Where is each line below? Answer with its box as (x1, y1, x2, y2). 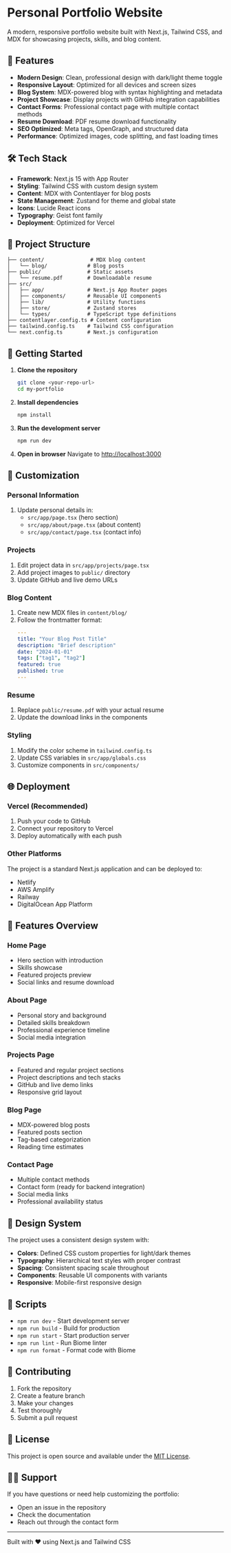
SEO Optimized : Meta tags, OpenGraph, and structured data (16, 124, 189, 132)
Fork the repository (16, 1384, 72, 1392)
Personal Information (7, 491, 79, 500)
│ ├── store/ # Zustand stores (7, 305, 137, 312)
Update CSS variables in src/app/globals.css (16, 753, 146, 762)
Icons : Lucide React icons (16, 203, 91, 212)
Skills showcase (16, 964, 63, 972)
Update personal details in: (16, 506, 94, 514)
